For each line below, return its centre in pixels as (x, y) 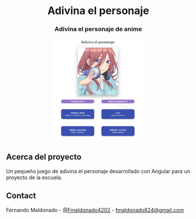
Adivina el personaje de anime (98, 29)
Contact (21, 196)
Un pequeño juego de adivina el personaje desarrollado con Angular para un (98, 171)
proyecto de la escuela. (34, 177)
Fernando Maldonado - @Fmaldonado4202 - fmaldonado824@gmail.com (95, 210)
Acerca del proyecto (44, 157)
